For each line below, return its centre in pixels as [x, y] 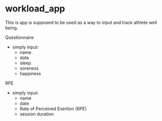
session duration [37, 114]
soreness [29, 68]
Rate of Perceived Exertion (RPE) [53, 109]
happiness [30, 73]
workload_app [35, 9]
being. [12, 27]
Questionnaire [19, 37]
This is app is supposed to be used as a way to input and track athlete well [81, 22]
